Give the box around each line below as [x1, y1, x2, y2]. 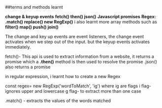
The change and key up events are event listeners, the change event [5, 34, 144, 39]
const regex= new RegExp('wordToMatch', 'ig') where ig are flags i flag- [5, 83, 151, 89]
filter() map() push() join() [5, 24, 59, 30]
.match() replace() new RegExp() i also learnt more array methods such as [5, 19, 158, 25]
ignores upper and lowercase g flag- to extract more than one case [5, 88, 141, 94]
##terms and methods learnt [5, 4, 63, 10]
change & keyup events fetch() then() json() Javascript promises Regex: [5, 14, 156, 19]
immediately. [5, 44, 31, 50]
